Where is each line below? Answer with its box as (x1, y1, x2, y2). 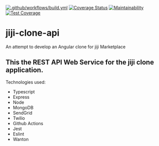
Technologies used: (5, 79, 46, 85)
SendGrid (12, 110, 33, 116)
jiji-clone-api (5, 27, 60, 39)
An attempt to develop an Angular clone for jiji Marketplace (5, 44, 126, 50)
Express (12, 94, 30, 100)
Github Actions (12, 120, 44, 126)
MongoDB (12, 104, 34, 110)
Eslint (12, 131, 24, 137)
